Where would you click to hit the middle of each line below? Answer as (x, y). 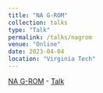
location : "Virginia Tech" (52, 59)
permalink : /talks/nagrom (50, 37)
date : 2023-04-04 (36, 52)
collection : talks (38, 23)
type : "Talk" (29, 30)
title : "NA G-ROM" (38, 15)
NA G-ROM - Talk (36, 81)
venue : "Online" (34, 45)
